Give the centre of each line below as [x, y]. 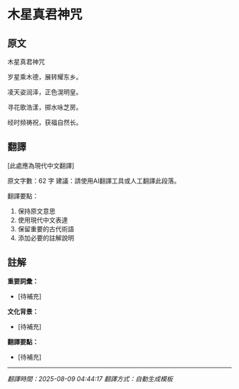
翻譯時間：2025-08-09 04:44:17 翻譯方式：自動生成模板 [90, 378]
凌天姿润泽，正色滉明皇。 [45, 92]
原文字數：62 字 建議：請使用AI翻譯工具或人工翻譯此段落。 [94, 181]
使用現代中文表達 [43, 220]
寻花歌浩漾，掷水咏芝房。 [45, 107]
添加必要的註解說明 [46, 238]
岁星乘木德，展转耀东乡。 [45, 77]
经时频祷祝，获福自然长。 [45, 122]
